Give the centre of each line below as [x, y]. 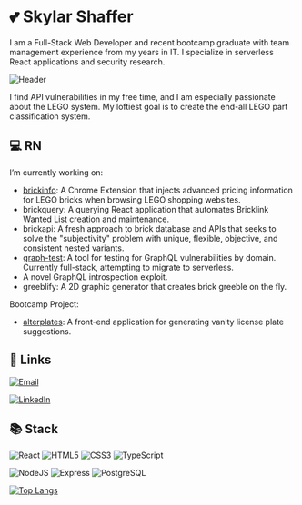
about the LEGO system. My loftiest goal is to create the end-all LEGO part [149, 106]
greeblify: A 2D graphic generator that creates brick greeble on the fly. [155, 286]
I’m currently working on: [56, 172]
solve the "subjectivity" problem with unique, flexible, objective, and [150, 238]
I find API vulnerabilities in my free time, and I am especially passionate [142, 96]
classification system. [50, 116]
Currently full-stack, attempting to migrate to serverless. [128, 267]
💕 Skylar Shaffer [71, 17]
